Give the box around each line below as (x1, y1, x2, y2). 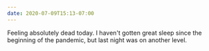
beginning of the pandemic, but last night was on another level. (7, 35, 188, 44)
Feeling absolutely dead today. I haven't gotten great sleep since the (7, 29, 202, 37)
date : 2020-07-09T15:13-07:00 (7, 10, 95, 17)
